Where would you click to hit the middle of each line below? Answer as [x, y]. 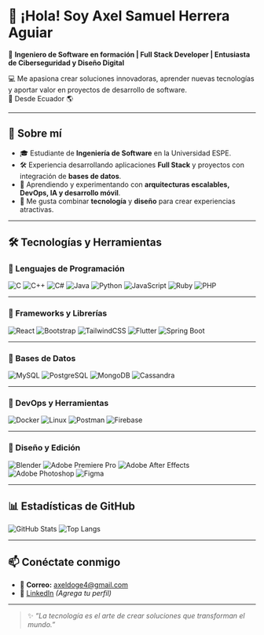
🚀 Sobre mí [35, 134]
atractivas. [37, 209]
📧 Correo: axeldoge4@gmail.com [73, 585]
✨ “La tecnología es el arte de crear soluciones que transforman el [136, 616]
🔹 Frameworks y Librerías [58, 313]
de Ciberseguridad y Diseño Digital [66, 63]
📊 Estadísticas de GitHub [72, 507]
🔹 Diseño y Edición [44, 448]
